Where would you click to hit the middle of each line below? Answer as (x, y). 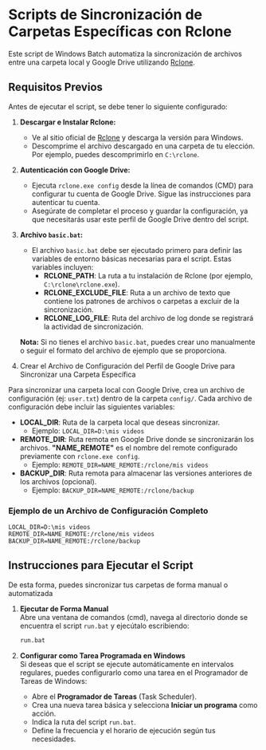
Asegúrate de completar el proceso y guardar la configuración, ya (140, 211)
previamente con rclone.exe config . (80, 456)
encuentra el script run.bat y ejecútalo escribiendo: (104, 626)
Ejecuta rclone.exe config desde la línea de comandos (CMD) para (142, 185)
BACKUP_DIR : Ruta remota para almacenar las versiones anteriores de (136, 473)
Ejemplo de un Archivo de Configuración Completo (108, 511)
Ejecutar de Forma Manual (64, 609)
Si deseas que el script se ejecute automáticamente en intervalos (127, 664)
